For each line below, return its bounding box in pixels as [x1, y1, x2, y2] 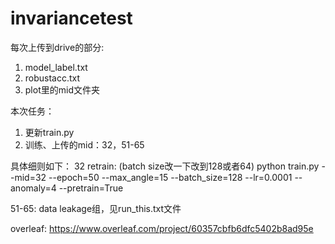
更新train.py [24, 126, 75, 138]
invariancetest [10, 7, 133, 30]
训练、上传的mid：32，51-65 [24, 138, 145, 151]
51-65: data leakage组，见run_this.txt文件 [10, 202, 182, 214]
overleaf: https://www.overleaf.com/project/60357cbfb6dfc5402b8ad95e [10, 222, 314, 234]
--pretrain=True [58, 182, 124, 194]
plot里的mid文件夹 [24, 83, 100, 96]
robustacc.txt [24, 72, 81, 84]
